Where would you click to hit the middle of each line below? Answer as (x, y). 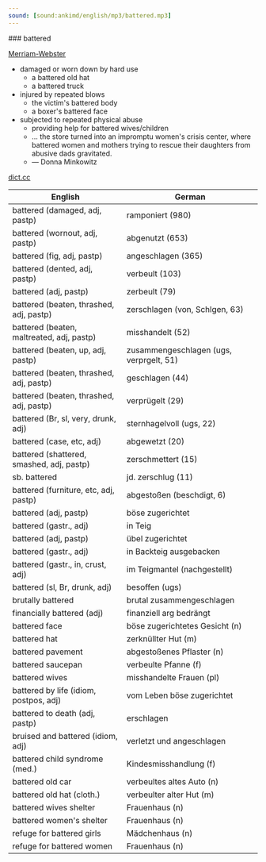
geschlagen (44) (158, 378)
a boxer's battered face (70, 111)
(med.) (25, 768)
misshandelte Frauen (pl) (173, 677)
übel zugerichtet (157, 538)
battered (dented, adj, (53, 268)
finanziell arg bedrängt (169, 613)
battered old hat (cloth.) (56, 795)
